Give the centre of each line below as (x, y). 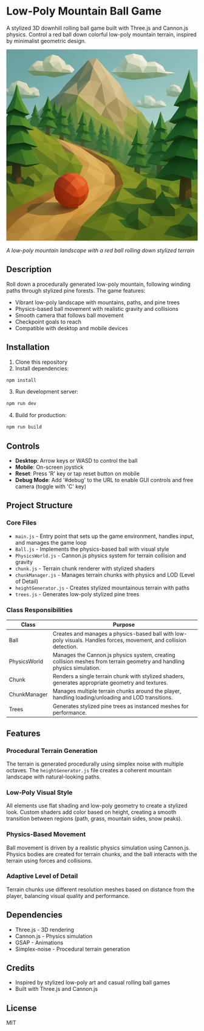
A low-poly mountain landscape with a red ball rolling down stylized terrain (100, 250)
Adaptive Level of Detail (42, 876)
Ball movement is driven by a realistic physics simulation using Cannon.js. (98, 848)
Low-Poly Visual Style (39, 792)
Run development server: (47, 392)
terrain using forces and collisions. (49, 860)
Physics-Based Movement (46, 834)
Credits (21, 968)
